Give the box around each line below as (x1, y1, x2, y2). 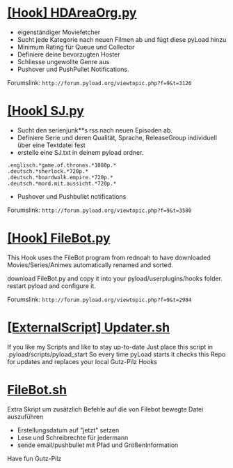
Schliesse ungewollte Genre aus (17, 57, 110, 66)
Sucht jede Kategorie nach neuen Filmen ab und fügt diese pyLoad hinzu (17, 35, 227, 43)
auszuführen (7, 412, 44, 421)
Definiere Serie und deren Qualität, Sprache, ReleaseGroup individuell (17, 133, 218, 142)
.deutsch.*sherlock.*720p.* (7, 167, 89, 175)
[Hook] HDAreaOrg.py (7, 5, 137, 21)
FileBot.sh (7, 382, 67, 398)
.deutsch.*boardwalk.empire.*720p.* (7, 174, 113, 181)
